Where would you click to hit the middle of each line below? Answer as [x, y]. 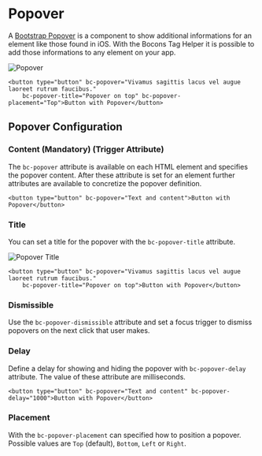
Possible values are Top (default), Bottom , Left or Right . [97, 443]
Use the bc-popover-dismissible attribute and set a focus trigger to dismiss [130, 322]
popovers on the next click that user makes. [79, 331]
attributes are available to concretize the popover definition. [105, 183]
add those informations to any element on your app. [92, 52]
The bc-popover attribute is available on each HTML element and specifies [128, 166]
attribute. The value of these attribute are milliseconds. [97, 376]
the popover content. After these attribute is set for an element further [122, 175]
